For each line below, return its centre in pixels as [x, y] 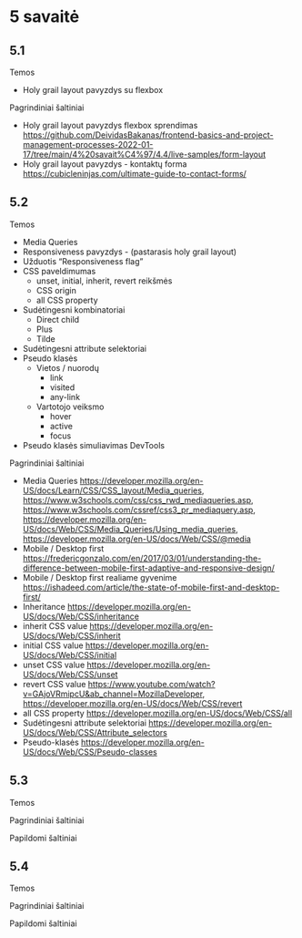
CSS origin [56, 290]
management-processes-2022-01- [88, 144]
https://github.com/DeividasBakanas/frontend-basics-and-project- [148, 135]
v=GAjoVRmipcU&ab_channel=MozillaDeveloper [112, 694]
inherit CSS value [55, 625]
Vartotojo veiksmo [70, 407]
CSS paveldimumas [59, 271]
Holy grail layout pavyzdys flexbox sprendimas [110, 125]
